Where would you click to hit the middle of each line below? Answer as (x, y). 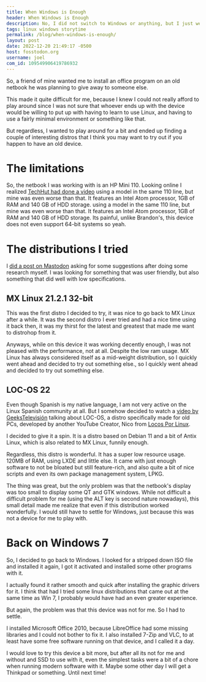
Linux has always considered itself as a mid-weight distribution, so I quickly (102, 358)
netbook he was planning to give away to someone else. (77, 87)
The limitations (45, 168)
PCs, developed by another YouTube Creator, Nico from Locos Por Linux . (98, 424)
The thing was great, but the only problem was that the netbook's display (99, 486)
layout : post (23, 40)
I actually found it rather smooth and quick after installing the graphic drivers (103, 585)
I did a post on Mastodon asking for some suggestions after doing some (97, 266)
